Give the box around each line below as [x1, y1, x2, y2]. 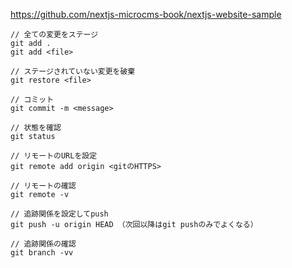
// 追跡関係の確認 [10, 239, 77, 249]
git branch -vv [10, 248, 74, 258]
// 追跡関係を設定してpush [10, 209, 109, 219]
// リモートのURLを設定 [10, 151, 98, 161]
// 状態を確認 [10, 123, 62, 133]
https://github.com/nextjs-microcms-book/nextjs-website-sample [10, 9, 282, 20]
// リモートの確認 [10, 181, 77, 191]
